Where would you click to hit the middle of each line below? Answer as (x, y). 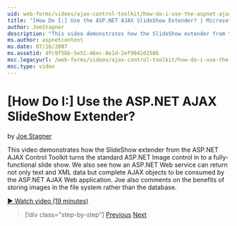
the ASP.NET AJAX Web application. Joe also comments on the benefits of (116, 179)
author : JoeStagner (36, 27)
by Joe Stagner (30, 136)
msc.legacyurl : (30, 60)
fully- (221, 157)
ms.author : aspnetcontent (45, 40)
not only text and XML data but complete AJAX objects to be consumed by (116, 172)
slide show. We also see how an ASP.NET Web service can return (133, 165)
